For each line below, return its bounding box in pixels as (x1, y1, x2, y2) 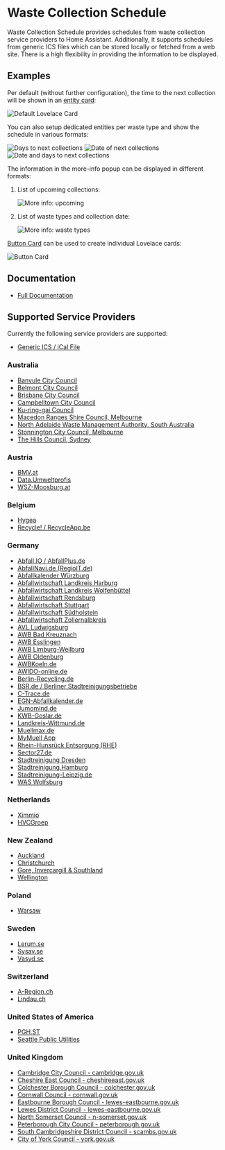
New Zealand (7, 835, 53, 845)
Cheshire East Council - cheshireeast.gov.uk (17, 1076, 144, 1084)
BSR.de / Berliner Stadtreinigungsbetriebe (17, 682, 137, 690)
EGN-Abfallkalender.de (17, 696, 83, 705)
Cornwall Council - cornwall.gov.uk (17, 1090, 118, 1099)
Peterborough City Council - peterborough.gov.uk (17, 1119, 160, 1128)
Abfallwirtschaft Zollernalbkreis (17, 616, 107, 624)
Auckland (17, 852, 45, 860)
